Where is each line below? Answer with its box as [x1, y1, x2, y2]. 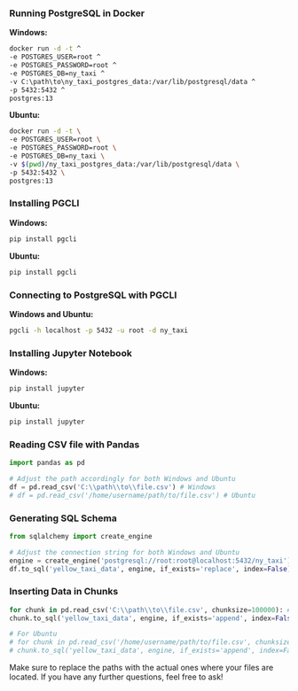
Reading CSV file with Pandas [9, 438, 140, 450]
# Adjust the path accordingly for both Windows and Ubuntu [9, 474, 237, 483]
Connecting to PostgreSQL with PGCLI [9, 289, 177, 301]
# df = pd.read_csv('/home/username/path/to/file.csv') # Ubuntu [9, 491, 255, 500]
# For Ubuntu [9, 630, 58, 639]
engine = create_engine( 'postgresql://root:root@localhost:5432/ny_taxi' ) [9, 556, 292, 565]
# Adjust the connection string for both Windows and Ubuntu [9, 547, 240, 556]
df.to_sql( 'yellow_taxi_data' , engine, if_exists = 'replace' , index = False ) [9, 564, 292, 573]
